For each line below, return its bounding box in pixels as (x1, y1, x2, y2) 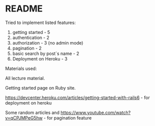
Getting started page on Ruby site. (5, 84, 76, 90)
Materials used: (5, 65, 37, 71)
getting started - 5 (12, 29, 50, 35)
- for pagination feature (43, 114, 92, 120)
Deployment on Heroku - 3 (12, 55, 67, 61)
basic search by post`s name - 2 (12, 50, 79, 56)
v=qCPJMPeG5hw (5, 114, 43, 120)
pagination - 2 (12, 45, 41, 51)
